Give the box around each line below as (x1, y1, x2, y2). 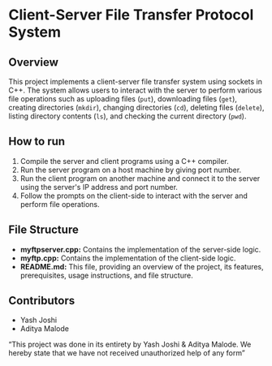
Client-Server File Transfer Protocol (8, 6, 254, 24)
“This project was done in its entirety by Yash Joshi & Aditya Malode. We (8, 339, 252, 350)
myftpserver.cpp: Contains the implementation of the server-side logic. (19, 244, 261, 254)
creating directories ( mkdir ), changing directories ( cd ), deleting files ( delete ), (8, 103, 265, 112)
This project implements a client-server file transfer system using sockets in (8, 77, 262, 86)
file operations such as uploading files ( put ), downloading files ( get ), (8, 94, 238, 103)
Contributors (8, 294, 76, 308)
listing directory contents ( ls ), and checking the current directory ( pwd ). (8, 111, 247, 121)
